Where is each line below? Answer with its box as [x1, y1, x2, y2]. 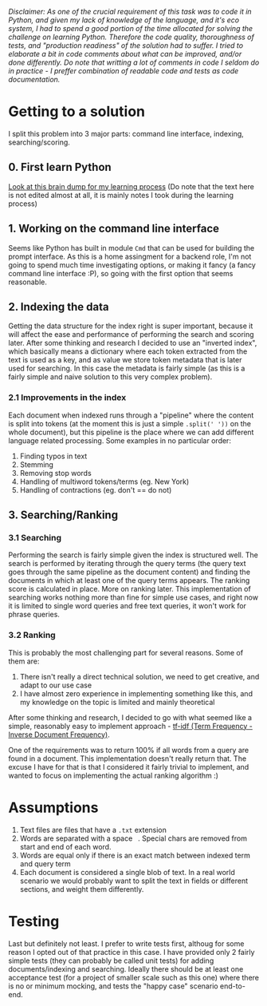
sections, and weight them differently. [19, 884, 144, 893]
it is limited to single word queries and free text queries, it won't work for [8, 601, 247, 611]
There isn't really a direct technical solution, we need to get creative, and [19, 671, 260, 681]
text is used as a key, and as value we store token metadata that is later [8, 355, 242, 365]
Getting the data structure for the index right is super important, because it [8, 321, 253, 331]
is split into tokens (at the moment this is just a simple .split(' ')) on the [8, 418, 251, 428]
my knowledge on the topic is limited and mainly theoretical [19, 697, 215, 707]
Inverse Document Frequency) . [8, 730, 110, 739]
